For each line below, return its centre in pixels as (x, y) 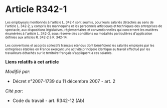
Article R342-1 (36, 9)
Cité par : (14, 90)
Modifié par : (18, 71)
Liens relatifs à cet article (32, 61)
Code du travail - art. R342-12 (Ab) (48, 100)
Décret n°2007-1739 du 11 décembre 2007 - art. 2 (64, 81)
